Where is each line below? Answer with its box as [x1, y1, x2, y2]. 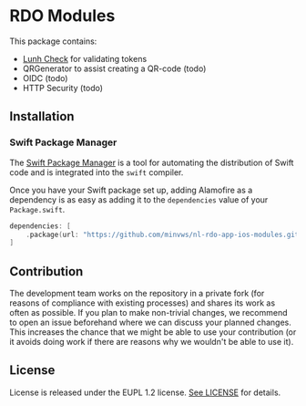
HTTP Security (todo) [22, 82, 103, 93]
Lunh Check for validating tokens [22, 53, 148, 64]
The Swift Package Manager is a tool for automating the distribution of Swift [9, 157, 294, 168]
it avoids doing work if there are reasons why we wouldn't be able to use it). [9, 337, 294, 348]
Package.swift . [9, 203, 66, 214]
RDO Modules [9, 5, 116, 26]
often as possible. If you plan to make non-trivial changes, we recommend [9, 307, 288, 318]
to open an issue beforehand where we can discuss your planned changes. [9, 317, 291, 328]
